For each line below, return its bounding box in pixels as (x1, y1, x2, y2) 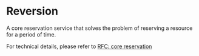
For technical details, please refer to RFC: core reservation (6, 43, 152, 50)
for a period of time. (6, 30, 56, 38)
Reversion (6, 4, 59, 18)
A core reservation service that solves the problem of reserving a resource (6, 24, 193, 32)
